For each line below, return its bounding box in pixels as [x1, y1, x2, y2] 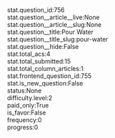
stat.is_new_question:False [7, 79, 83, 87]
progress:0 [7, 124, 39, 131]
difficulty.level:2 [7, 94, 53, 102]
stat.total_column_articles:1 [7, 65, 84, 72]
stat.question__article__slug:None [7, 21, 102, 28]
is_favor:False [7, 108, 46, 117]
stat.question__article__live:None [7, 13, 100, 21]
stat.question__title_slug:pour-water [7, 35, 109, 43]
